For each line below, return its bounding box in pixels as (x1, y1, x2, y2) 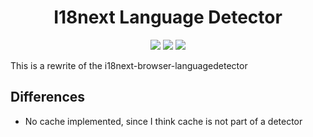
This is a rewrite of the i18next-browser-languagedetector (10, 59, 248, 71)
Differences (10, 89, 86, 106)
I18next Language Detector (53, 6, 283, 29)
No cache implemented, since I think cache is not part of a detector (24, 115, 303, 127)
